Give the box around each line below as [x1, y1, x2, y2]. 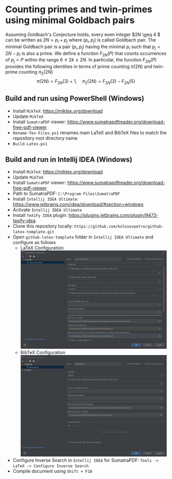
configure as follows [12, 239, 56, 246]
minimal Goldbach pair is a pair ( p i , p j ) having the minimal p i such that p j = [5, 43, 161, 51]
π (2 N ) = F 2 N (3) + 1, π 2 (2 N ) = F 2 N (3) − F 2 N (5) [36, 78, 136, 85]
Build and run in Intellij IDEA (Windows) [5, 155, 133, 164]
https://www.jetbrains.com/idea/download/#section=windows [12, 201, 144, 208]
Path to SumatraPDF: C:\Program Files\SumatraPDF [12, 190, 120, 197]
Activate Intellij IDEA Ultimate [12, 207, 82, 213]
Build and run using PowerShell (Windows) [5, 94, 144, 103]
